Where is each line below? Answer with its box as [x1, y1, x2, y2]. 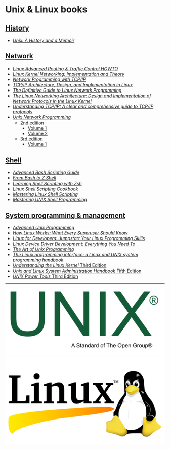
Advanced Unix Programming [12, 225, 75, 231]
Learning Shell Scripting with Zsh [12, 180, 82, 186]
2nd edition [20, 119, 44, 126]
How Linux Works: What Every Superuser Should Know [12, 230, 128, 236]
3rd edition [20, 136, 43, 142]
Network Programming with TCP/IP [12, 76, 86, 82]
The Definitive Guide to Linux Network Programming [12, 87, 122, 93]
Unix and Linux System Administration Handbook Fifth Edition [12, 268, 142, 274]
